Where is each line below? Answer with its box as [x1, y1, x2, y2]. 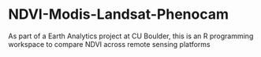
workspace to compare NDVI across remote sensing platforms [8, 39, 211, 48]
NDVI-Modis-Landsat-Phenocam [8, 5, 229, 23]
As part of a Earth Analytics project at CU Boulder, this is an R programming [8, 31, 254, 41]
